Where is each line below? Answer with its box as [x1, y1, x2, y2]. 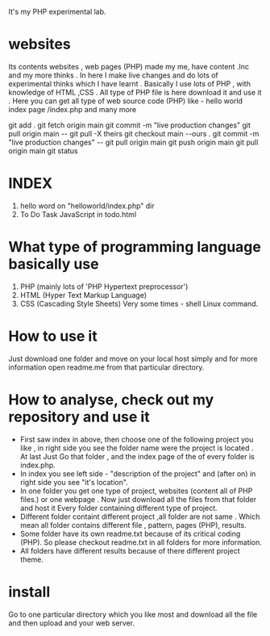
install [8, 583, 51, 600]
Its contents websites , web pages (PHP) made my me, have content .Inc [8, 61, 250, 71]
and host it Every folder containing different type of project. [19, 503, 218, 513]
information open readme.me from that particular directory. [8, 362, 205, 372]
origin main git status [8, 145, 78, 156]
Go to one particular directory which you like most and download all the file [8, 609, 258, 619]
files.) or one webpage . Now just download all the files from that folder [19, 494, 256, 504]
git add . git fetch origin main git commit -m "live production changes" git [8, 120, 251, 130]
